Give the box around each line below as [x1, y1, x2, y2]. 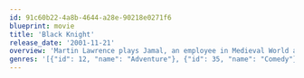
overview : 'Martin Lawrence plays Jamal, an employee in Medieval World [9, 47, 290, 56]
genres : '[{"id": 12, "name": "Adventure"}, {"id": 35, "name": [9, 55, 257, 64]
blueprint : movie [9, 22, 75, 30]
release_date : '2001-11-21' [9, 38, 116, 48]
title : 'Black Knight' [9, 30, 95, 39]
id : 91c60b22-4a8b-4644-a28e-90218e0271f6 [9, 13, 172, 22]
